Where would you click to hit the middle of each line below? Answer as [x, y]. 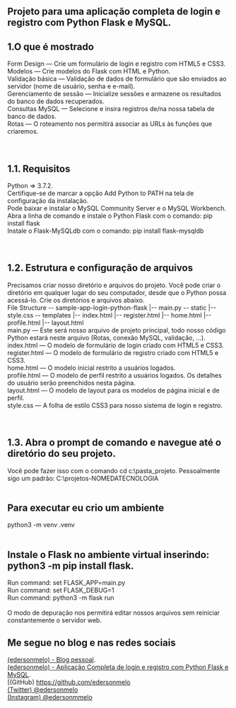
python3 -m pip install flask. [71, 565]
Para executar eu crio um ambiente [86, 508]
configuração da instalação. [48, 201]
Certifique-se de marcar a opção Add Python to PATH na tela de [101, 193]
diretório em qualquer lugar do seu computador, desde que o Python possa [117, 292]
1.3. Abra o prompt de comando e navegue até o [114, 442]
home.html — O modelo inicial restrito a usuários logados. [92, 368]
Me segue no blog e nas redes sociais [92, 643]
